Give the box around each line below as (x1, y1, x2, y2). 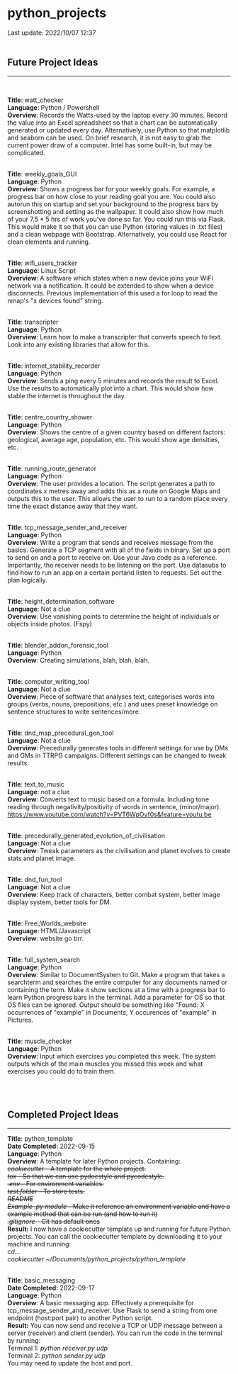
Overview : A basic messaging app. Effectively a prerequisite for (7, 1298, 194, 1307)
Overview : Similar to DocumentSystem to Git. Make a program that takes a (7, 970, 225, 979)
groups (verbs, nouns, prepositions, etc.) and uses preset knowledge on (7, 699, 218, 708)
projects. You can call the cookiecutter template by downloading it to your (7, 1232, 223, 1241)
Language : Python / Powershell (7, 103, 100, 111)
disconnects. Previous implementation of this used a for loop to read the (7, 288, 218, 297)
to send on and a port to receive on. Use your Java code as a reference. (7, 553, 217, 561)
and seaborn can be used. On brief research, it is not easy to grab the (7, 133, 211, 142)
